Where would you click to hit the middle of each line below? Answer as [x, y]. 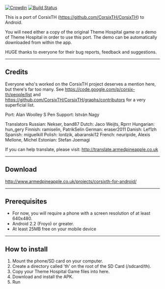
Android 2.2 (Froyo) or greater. [43, 224]
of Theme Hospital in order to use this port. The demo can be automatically [81, 37]
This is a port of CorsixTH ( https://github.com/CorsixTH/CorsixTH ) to [75, 17]
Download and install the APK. [43, 277]
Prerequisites [26, 201]
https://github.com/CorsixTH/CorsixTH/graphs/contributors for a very [75, 100]
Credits [17, 72]
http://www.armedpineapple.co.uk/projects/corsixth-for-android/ [71, 181]
